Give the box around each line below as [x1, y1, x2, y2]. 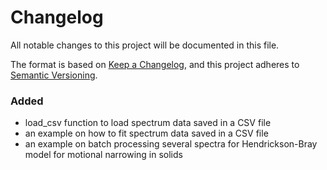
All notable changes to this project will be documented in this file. [10, 39, 280, 51]
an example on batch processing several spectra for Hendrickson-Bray [24, 138, 318, 150]
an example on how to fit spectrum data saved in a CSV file [24, 127, 269, 140]
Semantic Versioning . [10, 69, 98, 81]
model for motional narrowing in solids [24, 149, 183, 161]
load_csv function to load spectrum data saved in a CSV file [24, 117, 272, 129]
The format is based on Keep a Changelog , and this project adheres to [10, 58, 300, 70]
